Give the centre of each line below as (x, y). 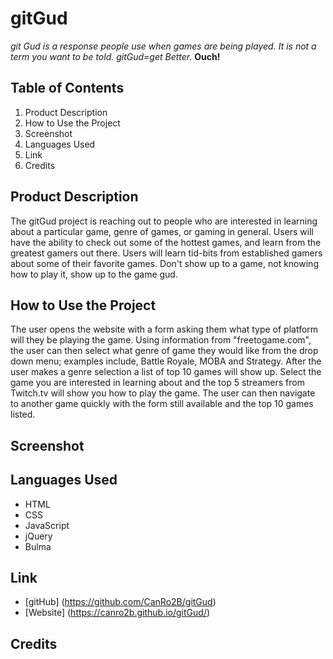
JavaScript (47, 525)
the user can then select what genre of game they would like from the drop (164, 351)
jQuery (38, 536)
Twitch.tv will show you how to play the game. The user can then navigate (163, 393)
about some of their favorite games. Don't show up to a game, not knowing (164, 263)
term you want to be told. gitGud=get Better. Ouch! (115, 56)
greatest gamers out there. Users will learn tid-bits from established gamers (166, 253)
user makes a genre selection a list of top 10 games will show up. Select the (166, 372)
